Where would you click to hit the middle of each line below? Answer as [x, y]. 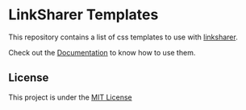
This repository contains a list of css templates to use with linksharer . [123, 37]
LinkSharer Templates [83, 15]
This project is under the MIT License [70, 97]
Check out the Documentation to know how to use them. [102, 52]
